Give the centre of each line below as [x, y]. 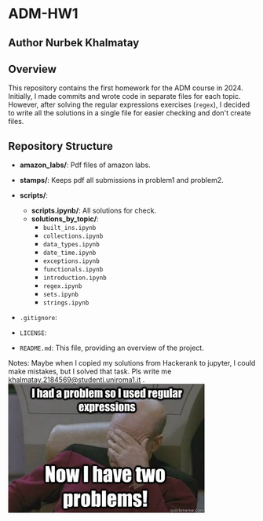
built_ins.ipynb [69, 228]
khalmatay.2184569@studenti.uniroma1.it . [77, 380]
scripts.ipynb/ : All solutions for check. [94, 211]
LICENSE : [33, 333]
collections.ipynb [73, 236]
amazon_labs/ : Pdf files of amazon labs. [85, 165]
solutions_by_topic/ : [65, 219]
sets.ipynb [60, 295]
